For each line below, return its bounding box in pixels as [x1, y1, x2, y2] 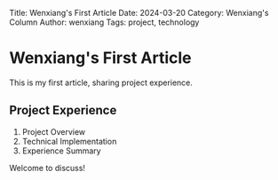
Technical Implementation [21, 136, 117, 146]
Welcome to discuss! [9, 162, 86, 173]
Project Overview [21, 126, 86, 137]
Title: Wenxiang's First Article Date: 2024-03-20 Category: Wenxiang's [9, 8, 269, 18]
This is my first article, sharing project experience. [9, 77, 194, 88]
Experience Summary [21, 145, 101, 156]
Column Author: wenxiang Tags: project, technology [9, 17, 200, 27]
